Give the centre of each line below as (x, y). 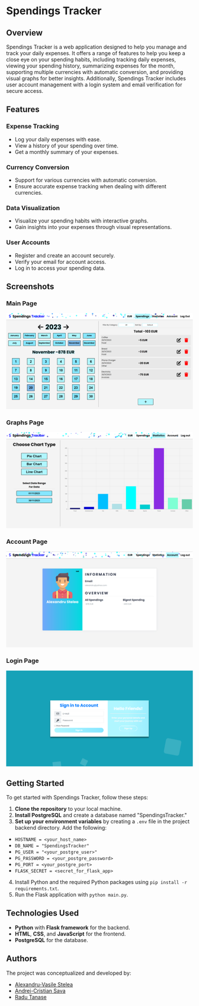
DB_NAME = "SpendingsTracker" (52, 846)
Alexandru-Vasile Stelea (44, 984)
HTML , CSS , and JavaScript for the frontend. (70, 934)
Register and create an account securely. (65, 255)
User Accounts (28, 243)
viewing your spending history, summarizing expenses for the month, (91, 66)
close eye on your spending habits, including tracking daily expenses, (91, 59)
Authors (22, 959)
